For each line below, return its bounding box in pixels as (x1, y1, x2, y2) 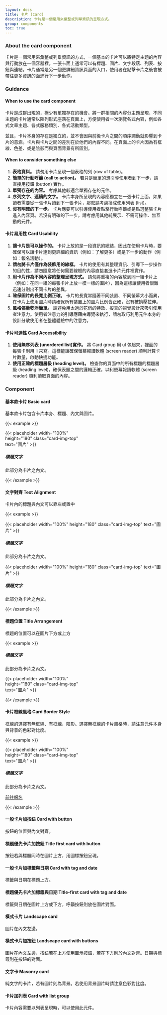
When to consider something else (5, 157, 77, 163)
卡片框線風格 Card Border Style (5, 709, 70, 715)
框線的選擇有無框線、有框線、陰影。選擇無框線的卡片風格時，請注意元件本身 (5, 721, 162, 727)
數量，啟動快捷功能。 (16, 354, 61, 360)
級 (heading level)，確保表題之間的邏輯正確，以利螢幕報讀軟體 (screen (12, 367, 157, 373)
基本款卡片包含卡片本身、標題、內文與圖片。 (5, 410, 97, 416)
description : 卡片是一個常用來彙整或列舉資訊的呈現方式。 (5, 16, 112, 21)
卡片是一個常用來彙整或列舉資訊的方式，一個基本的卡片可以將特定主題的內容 (5, 54, 162, 60)
